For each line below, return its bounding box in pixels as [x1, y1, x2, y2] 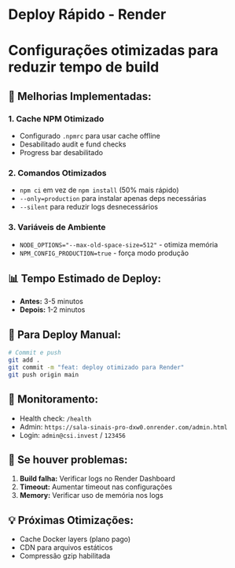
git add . [8, 356, 41, 364]
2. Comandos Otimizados [8, 167, 108, 178]
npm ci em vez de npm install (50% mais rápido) [19, 185, 179, 195]
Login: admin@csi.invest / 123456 [19, 430, 126, 440]
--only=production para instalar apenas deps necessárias [19, 194, 207, 203]
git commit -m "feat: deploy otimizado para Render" [8, 364, 185, 372]
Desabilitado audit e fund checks [19, 139, 127, 149]
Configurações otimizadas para [8, 42, 218, 60]
